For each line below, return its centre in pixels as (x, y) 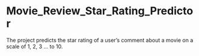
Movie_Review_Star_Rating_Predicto (100, 11)
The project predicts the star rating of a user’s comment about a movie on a (100, 40)
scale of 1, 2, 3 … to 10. (35, 46)
